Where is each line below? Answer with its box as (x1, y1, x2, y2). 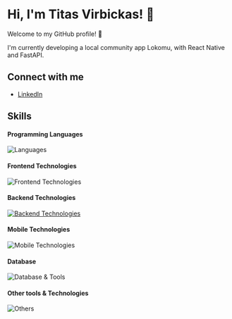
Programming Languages (7, 130, 83, 138)
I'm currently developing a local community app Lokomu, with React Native (7, 43, 226, 51)
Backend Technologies (7, 194, 76, 202)
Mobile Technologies (7, 225, 71, 234)
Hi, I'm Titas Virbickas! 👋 (7, 6, 155, 23)
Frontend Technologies (7, 161, 77, 170)
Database (7, 257, 37, 265)
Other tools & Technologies (7, 289, 89, 297)
